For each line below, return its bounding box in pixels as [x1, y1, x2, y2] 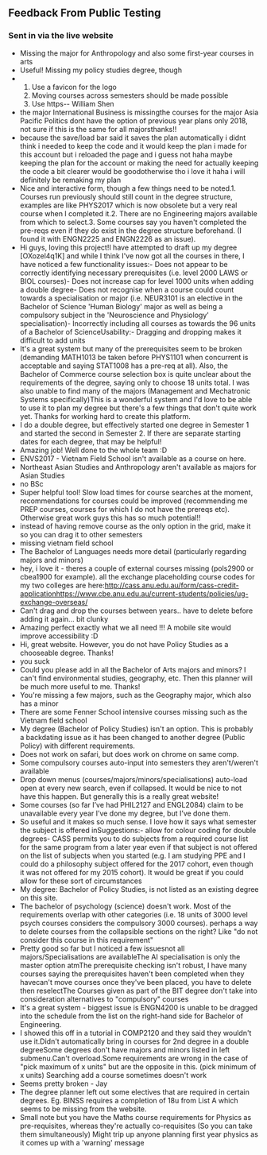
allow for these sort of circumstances [19, 876, 142, 886]
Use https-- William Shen [31, 99, 114, 108]
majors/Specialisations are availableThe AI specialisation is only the [19, 952, 241, 961]
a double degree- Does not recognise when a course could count [19, 285, 234, 294]
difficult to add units [19, 335, 86, 345]
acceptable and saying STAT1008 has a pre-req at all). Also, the [19, 361, 229, 370]
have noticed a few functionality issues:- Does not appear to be [19, 259, 228, 269]
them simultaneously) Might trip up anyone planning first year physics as [19, 1129, 258, 1139]
